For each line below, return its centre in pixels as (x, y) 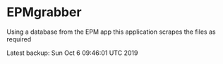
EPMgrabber (44, 12)
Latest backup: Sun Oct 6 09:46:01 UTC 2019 (72, 53)
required (19, 39)
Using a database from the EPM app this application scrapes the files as (111, 32)
